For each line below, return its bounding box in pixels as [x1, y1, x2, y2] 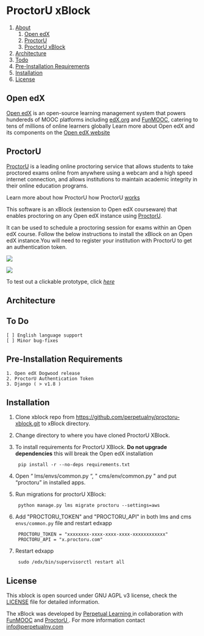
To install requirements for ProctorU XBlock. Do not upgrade [15, 444, 167, 451]
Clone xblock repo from [15, 413, 75, 421]
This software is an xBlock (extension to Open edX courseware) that [6, 205, 178, 213]
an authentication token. [6, 243, 67, 250]
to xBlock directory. [41, 420, 90, 427]
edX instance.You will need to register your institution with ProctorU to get [6, 237, 192, 244]
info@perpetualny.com [6, 623, 64, 631]
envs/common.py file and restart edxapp [15, 520, 113, 527]
